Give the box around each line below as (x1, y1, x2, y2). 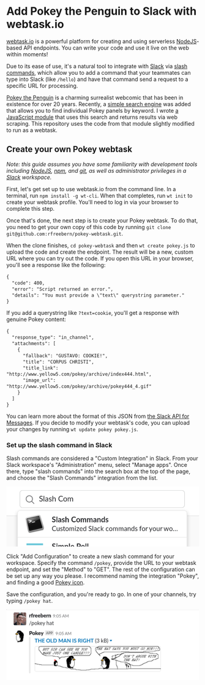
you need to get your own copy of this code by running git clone (6, 223, 171, 230)
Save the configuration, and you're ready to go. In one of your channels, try (6, 591, 197, 598)
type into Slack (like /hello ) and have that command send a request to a (6, 75, 188, 83)
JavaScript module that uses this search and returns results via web (6, 113, 177, 121)
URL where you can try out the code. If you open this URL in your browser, (6, 254, 194, 262)
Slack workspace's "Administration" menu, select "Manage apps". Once (6, 461, 188, 469)
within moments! (6, 50, 48, 58)
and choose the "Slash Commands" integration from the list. (6, 474, 158, 482)
